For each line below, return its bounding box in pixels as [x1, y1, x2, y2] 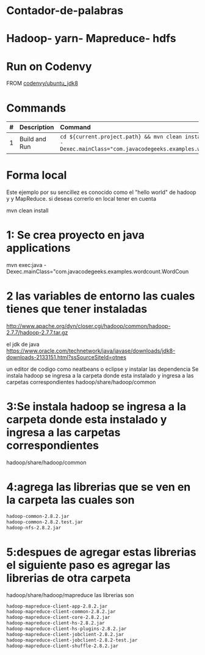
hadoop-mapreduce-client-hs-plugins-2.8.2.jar [6, 626, 127, 632]
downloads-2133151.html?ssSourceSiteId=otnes [6, 354, 127, 361]
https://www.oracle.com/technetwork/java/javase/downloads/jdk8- [6, 347, 176, 354]
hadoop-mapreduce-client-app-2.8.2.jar [6, 603, 108, 609]
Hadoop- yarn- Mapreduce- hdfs [6, 32, 176, 46]
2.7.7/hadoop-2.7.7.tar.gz [6, 329, 68, 336]
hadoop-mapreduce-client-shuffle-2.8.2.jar [6, 643, 119, 649]
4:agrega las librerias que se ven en [6, 480, 191, 494]
